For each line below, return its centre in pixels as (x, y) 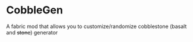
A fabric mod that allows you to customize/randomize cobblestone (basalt (96, 26)
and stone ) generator (32, 32)
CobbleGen (35, 10)
